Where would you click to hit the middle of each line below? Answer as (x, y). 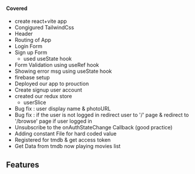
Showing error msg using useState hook (63, 71)
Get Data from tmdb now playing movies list (68, 146)
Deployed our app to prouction (52, 84)
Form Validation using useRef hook (57, 65)
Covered (17, 8)
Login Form (28, 46)
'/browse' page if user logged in (53, 121)
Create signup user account (48, 90)
